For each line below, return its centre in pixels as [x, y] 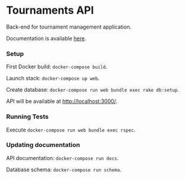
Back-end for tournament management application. [69, 27]
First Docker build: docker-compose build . [57, 67]
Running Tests [27, 117]
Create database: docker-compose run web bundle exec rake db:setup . [93, 90]
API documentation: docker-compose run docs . [62, 158]
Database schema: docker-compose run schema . [64, 169]
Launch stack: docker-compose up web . [53, 78]
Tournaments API [50, 10]
